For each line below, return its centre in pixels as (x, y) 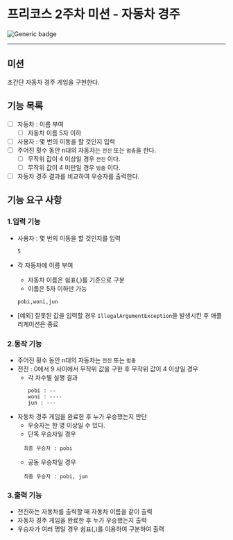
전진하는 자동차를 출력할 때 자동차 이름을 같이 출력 (85, 512)
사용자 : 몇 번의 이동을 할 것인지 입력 (66, 141)
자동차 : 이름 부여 (40, 124)
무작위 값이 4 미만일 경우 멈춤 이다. (74, 167)
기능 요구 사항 (35, 200)
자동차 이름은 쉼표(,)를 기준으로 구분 (76, 280)
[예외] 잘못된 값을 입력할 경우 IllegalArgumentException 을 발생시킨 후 (113, 315)
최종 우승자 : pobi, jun (56, 476)
